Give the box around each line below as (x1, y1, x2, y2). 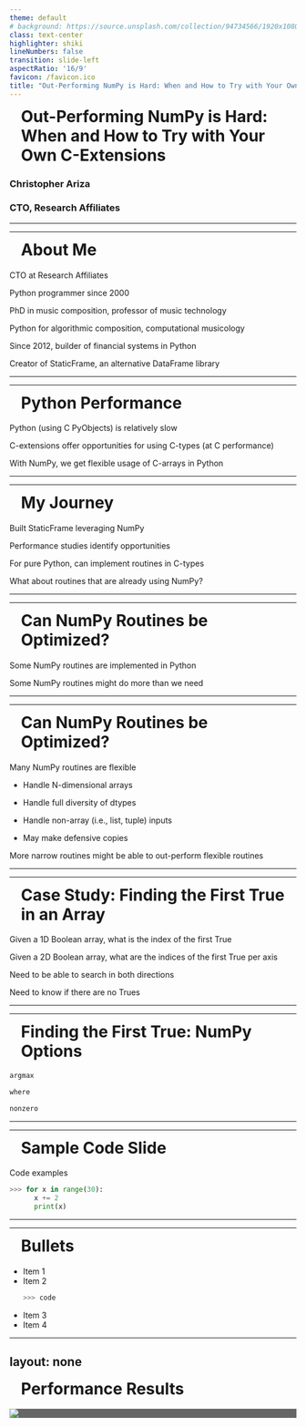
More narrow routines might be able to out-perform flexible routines (9, 849, 264, 861)
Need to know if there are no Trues (9, 987, 141, 998)
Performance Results (21, 1378, 185, 1399)
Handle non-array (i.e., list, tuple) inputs (22, 815, 173, 826)
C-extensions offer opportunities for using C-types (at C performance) (9, 440, 275, 451)
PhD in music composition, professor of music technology (9, 304, 228, 315)
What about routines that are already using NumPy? (9, 576, 203, 587)
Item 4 (22, 1319, 47, 1330)
